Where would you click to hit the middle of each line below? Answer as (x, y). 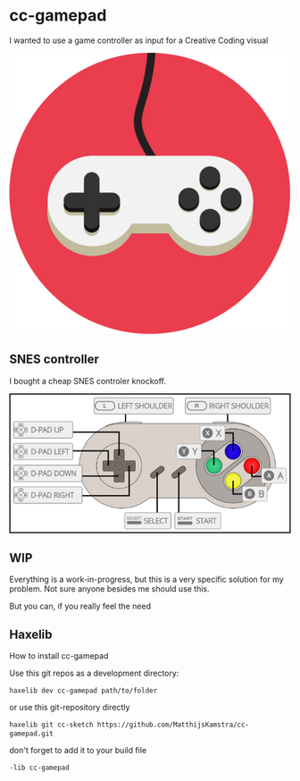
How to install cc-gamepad (59, 656)
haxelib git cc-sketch (51, 725)
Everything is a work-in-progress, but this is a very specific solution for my (146, 579)
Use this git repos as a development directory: (94, 673)
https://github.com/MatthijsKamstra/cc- (173, 725)
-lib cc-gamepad (39, 768)
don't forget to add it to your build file (78, 751)
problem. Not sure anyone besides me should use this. (109, 589)
